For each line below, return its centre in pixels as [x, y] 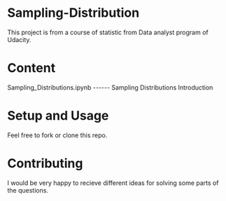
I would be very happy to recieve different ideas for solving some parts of [113, 183]
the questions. [28, 190]
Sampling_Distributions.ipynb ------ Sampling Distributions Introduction [110, 87]
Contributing [45, 163]
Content [31, 68]
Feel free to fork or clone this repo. [57, 135]
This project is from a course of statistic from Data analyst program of [108, 32]
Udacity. [19, 39]
